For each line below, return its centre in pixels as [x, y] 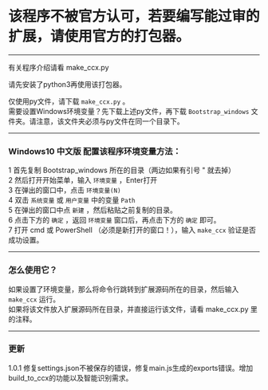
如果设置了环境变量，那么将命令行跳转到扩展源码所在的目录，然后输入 [124, 289]
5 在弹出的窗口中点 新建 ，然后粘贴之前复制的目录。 [93, 210]
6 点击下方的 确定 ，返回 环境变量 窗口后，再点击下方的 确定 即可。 [114, 220]
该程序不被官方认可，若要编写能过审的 [134, 16]
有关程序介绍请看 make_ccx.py [59, 67]
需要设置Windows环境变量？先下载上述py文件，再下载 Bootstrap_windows [129, 111]
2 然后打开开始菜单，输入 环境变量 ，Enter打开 [83, 180]
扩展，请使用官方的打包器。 [99, 36]
